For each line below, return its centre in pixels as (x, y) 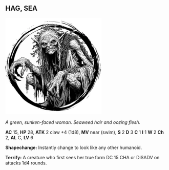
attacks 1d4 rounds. (26, 163)
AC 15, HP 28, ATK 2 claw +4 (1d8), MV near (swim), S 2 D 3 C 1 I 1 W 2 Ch (84, 132)
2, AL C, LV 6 (19, 137)
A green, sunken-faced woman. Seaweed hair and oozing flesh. (73, 122)
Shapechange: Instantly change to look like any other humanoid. (74, 147)
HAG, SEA (21, 8)
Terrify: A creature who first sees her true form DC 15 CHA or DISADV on (82, 157)
